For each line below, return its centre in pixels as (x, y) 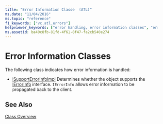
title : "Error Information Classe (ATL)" (49, 9)
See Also (19, 105)
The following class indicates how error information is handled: (68, 70)
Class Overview (21, 116)
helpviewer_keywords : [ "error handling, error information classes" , (77, 28)
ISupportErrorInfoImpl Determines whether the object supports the (79, 79)
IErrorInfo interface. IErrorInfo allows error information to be (73, 84)
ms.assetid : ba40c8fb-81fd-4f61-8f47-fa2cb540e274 (57, 32)
